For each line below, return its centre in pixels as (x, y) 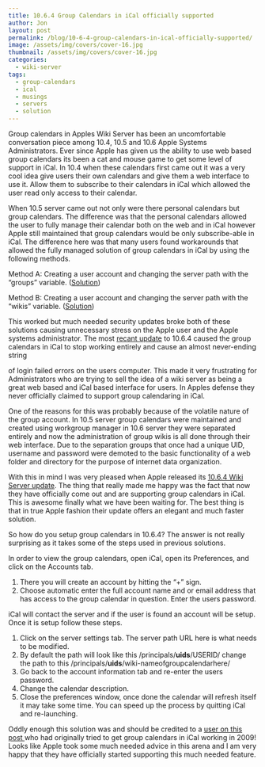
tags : (17, 74)
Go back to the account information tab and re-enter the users (121, 672)
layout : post (30, 30)
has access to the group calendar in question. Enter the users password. (138, 599)
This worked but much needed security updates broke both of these (119, 321)
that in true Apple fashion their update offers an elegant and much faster (126, 511)
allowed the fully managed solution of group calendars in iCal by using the (129, 250)
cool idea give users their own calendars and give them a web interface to (129, 176)
